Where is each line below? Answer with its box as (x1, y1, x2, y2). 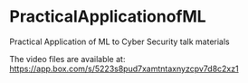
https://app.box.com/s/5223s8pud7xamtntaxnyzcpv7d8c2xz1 (9, 63, 239, 74)
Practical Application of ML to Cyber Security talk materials (9, 36, 230, 47)
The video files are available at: (9, 53, 126, 64)
